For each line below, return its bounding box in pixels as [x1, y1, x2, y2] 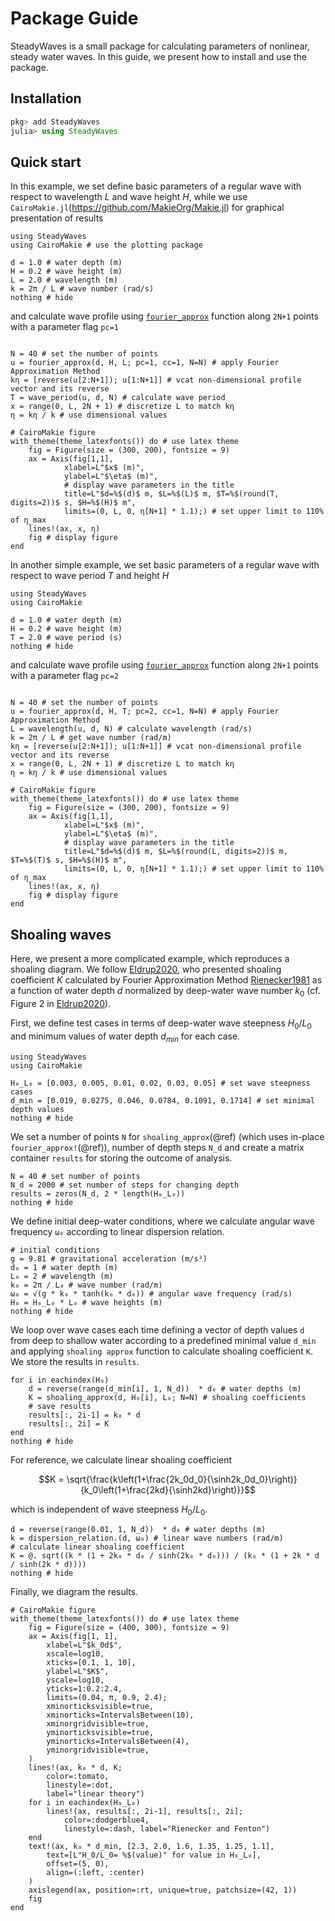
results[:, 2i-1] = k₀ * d [28, 1410, 141, 1420]
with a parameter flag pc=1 [10, 321, 119, 333]
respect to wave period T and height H [10, 570, 170, 582]
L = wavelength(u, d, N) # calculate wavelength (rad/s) [10, 724, 253, 734]
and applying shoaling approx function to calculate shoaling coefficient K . [10, 1345, 313, 1357]
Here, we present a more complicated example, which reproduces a [10, 953, 290, 965]
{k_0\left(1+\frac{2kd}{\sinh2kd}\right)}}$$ [79, 1483, 257, 1496]
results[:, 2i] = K [28, 1418, 110, 1429]
